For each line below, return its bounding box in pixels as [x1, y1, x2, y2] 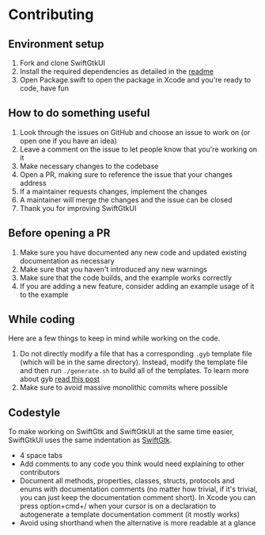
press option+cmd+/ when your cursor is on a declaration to [19, 502, 217, 511]
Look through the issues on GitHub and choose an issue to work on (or [19, 127, 251, 137]
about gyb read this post [19, 375, 100, 384]
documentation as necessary [19, 256, 115, 265]
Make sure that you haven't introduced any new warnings [19, 264, 207, 274]
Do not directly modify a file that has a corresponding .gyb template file [19, 349, 252, 359]
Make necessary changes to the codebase [19, 161, 159, 171]
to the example [19, 290, 69, 299]
